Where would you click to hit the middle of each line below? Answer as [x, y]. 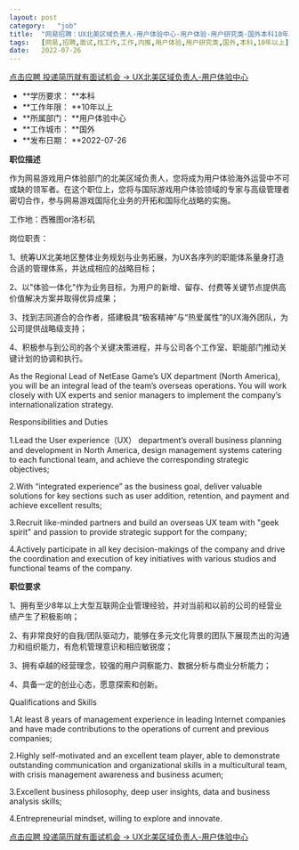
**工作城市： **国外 [58, 129]
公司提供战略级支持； [48, 328]
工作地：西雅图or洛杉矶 [52, 220]
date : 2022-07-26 [45, 51]
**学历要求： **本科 [58, 96]
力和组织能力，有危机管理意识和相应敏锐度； [91, 647]
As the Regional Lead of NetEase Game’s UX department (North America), [145, 376]
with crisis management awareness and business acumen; [117, 774]
